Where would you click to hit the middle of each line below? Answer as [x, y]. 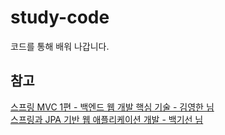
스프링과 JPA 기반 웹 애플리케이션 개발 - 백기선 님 [107, 119]
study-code [60, 17]
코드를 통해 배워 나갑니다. [60, 46]
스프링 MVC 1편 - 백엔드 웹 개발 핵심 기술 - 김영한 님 [112, 107]
